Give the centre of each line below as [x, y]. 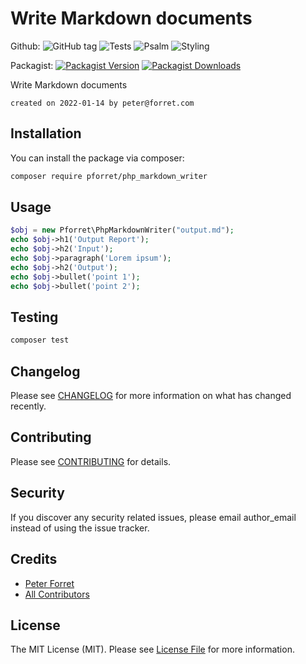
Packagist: [32, 65]
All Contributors [57, 594]
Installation [46, 133]
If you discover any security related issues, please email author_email [153, 517]
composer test [40, 340]
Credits [34, 559]
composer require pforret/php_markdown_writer [109, 176]
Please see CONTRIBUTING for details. [91, 461]
